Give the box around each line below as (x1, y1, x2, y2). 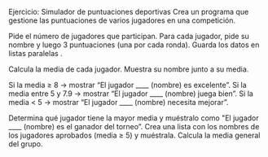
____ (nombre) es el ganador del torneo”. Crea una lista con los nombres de (8, 122, 260, 131)
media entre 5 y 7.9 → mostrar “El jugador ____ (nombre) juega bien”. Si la (8, 89, 254, 98)
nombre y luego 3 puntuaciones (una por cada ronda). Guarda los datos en (8, 40, 260, 50)
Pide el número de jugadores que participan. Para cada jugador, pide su (8, 32, 250, 41)
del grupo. (8, 139, 43, 149)
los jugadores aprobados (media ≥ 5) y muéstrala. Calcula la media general (8, 130, 261, 140)
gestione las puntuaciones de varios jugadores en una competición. (8, 15, 236, 25)
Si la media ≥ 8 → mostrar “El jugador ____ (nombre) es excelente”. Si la (8, 81, 247, 89)
